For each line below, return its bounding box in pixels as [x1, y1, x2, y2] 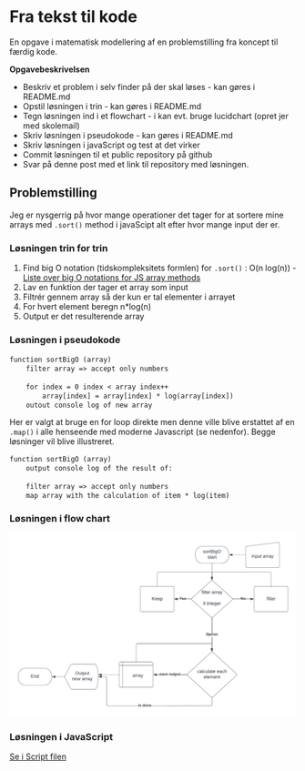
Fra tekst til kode [9, 6, 138, 27]
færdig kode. [9, 46, 57, 56]
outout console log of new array [25, 401, 153, 411]
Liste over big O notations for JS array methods [22, 272, 201, 283]
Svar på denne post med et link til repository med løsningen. [22, 158, 249, 169]
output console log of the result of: [25, 464, 173, 473]
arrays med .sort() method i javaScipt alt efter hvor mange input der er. [9, 218, 280, 229]
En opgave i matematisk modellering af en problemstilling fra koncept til [9, 36, 279, 47]
